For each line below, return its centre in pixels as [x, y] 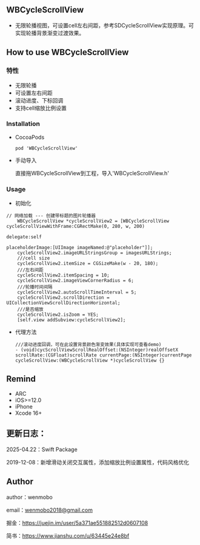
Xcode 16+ [28, 413]
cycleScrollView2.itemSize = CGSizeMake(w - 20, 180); [88, 264]
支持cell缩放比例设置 [41, 108]
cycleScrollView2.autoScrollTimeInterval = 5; [77, 293]
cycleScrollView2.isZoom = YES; [58, 315]
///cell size [34, 258]
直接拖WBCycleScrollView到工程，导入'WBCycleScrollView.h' [92, 173]
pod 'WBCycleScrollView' [46, 148]
